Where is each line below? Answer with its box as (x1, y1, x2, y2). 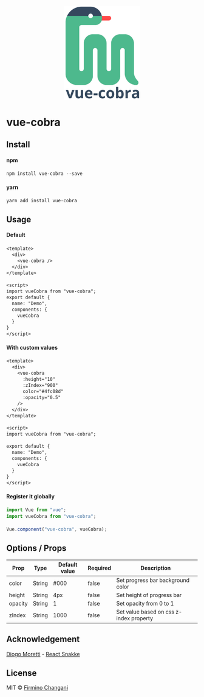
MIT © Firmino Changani (6, 684, 69, 692)
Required (87, 564, 111, 571)
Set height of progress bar (116, 591, 182, 598)
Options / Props (6, 543, 67, 554)
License (6, 668, 37, 678)
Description (140, 564, 171, 571)
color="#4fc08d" (22, 389, 64, 395)
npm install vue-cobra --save (6, 171, 83, 177)
